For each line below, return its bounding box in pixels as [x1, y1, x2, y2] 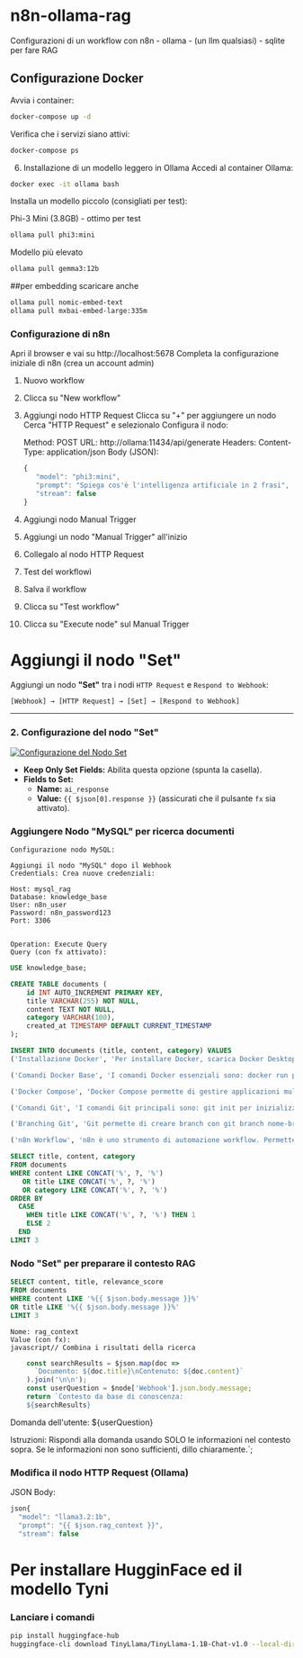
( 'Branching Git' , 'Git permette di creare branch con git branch [10, 1120, 264, 1129]
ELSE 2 [26, 1219, 51, 1229]
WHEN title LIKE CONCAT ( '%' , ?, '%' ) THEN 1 [26, 1211, 196, 1220]
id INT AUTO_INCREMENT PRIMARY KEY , [26, 987, 165, 997]
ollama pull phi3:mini [10, 230, 95, 239]
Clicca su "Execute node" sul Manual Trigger [22, 618, 190, 629]
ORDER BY [10, 1194, 43, 1203]
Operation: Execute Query [10, 940, 107, 950]
